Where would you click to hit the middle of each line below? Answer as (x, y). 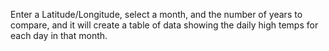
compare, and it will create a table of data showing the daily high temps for (164, 25)
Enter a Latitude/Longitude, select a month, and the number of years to (156, 14)
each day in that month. (59, 35)
